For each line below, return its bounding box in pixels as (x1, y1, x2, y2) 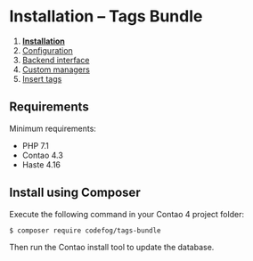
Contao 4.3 (21, 150, 64, 160)
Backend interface (21, 54, 90, 65)
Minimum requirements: (9, 123, 96, 134)
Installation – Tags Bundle (9, 6, 203, 27)
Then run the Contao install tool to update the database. (9, 241, 215, 252)
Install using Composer (9, 185, 141, 200)
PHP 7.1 (21, 140, 49, 151)
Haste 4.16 (21, 159, 61, 170)
